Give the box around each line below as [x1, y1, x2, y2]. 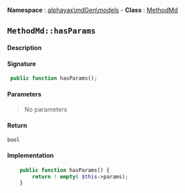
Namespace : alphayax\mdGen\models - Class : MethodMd [7, 6, 178, 14]
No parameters [24, 106, 68, 114]
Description [7, 43, 42, 51]
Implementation [7, 151, 54, 160]
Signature [7, 59, 37, 68]
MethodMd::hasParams [7, 26, 96, 36]
